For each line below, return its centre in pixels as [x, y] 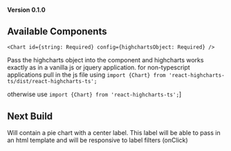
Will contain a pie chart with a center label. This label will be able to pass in [114, 133]
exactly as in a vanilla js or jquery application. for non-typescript [99, 68]
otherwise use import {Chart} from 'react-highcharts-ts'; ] [94, 94]
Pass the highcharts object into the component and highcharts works [105, 60]
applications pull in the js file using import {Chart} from [86, 75]
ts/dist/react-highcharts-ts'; [52, 82]
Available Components [57, 31]
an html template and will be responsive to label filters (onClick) [98, 140]
